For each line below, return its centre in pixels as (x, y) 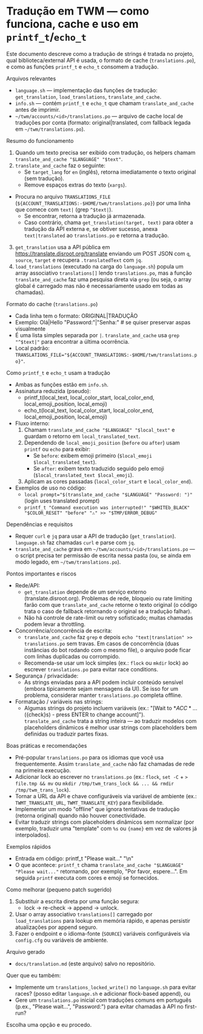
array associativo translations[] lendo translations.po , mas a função (103, 273)
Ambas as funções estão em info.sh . (62, 385)
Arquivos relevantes (31, 78)
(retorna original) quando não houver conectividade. (80, 815)
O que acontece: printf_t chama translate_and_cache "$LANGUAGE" (99, 865)
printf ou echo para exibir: (57, 449)
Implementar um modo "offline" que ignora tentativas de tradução (97, 809)
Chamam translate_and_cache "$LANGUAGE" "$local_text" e (99, 430)
